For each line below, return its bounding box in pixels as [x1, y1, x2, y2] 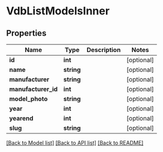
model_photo [9, 95, 48, 103]
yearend [9, 114, 34, 122]
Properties [6, 28, 47, 38]
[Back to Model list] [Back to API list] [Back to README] [6, 139, 144, 146]
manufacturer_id [9, 85, 58, 93]
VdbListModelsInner [6, 4, 110, 18]
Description [86, 46, 121, 54]
